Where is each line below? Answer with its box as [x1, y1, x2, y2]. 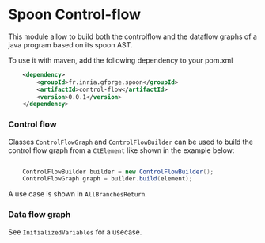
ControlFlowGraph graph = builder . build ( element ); [22, 175, 193, 183]
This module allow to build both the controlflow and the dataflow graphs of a [8, 32, 257, 41]
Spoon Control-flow [8, 6, 141, 24]
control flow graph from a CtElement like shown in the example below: [8, 145, 235, 155]
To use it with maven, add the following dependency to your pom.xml [8, 55, 233, 65]
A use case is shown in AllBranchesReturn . [8, 189, 148, 199]
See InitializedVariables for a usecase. [8, 227, 142, 237]
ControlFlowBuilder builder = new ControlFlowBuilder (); [22, 168, 214, 176]
